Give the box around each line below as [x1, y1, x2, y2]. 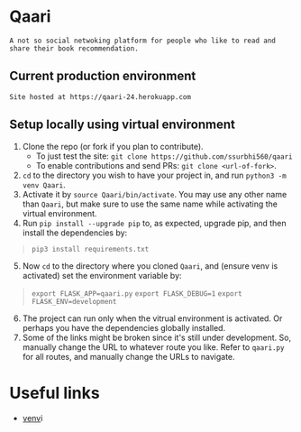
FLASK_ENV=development [31, 297, 117, 306]
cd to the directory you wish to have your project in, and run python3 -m [22, 170, 287, 180]
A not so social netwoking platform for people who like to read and [9, 36, 277, 45]
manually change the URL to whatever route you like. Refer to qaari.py [22, 341, 285, 353]
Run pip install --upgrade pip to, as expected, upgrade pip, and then [22, 217, 287, 228]
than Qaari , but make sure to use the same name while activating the [22, 198, 278, 209]
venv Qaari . [22, 179, 66, 190]
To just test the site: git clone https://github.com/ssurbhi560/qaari [35, 151, 293, 161]
